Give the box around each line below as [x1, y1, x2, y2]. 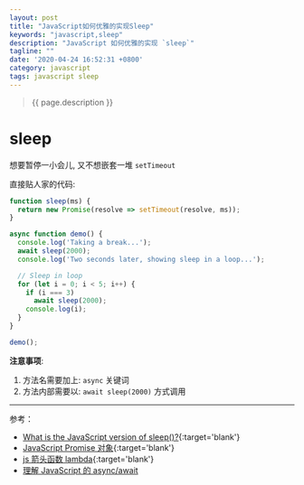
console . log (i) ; [25, 304, 88, 314]
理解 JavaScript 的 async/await [22, 464, 138, 475]
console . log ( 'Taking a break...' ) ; [17, 238, 152, 247]
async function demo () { [9, 229, 103, 239]
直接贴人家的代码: [9, 178, 76, 190]
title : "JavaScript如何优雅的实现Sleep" [9, 22, 155, 31]
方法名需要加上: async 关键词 [22, 374, 129, 385]
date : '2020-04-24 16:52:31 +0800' [9, 55, 144, 64]
